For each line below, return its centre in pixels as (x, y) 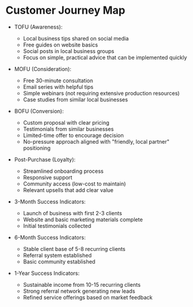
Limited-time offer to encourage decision (73, 135)
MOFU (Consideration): (43, 69)
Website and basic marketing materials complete (83, 219)
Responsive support (48, 177)
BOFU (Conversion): (39, 111)
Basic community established (59, 261)
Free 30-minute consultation (58, 80)
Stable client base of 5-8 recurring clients (74, 249)
